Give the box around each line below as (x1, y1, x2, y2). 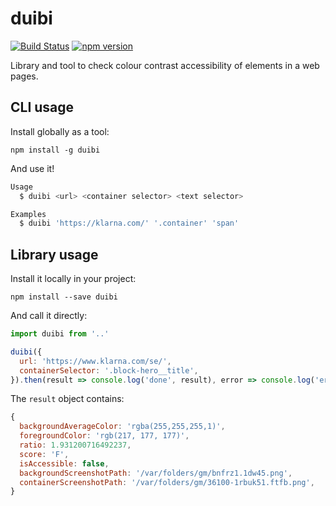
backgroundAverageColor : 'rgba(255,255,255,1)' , (19, 422, 226, 432)
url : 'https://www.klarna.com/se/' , (19, 356, 172, 366)
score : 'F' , (19, 449, 70, 459)
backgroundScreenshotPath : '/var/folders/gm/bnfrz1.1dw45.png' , (19, 468, 293, 478)
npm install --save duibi (10, 292, 118, 302)
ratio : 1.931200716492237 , (19, 440, 132, 451)
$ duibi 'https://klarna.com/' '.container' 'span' (19, 218, 240, 229)
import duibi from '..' (10, 329, 110, 339)
